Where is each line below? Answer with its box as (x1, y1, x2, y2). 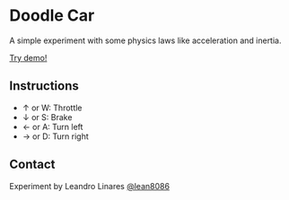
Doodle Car (9, 5, 95, 26)
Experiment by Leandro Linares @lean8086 (9, 180, 171, 191)
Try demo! (9, 52, 48, 63)
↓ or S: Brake (22, 111, 73, 122)
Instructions (9, 78, 79, 94)
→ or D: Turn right (22, 131, 89, 142)
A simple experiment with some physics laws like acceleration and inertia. (9, 35, 282, 46)
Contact (9, 157, 56, 172)
